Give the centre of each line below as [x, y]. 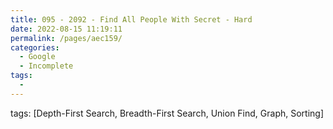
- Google [37, 57]
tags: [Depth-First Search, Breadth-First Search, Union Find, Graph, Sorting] [167, 113]
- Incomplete [46, 66]
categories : [35, 47]
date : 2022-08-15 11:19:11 [66, 29]
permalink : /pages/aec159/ [66, 38]
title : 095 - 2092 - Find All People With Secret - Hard [131, 19]
